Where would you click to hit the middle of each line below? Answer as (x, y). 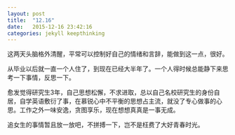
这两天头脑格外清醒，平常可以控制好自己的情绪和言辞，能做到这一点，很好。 (118, 54)
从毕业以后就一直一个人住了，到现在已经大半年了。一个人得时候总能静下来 (115, 69)
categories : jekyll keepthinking (56, 33)
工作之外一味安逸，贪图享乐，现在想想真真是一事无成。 (99, 110)
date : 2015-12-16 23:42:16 (50, 27)
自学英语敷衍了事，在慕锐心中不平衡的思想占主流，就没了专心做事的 (117, 101)
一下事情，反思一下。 (44, 78)
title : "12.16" (31, 20)
